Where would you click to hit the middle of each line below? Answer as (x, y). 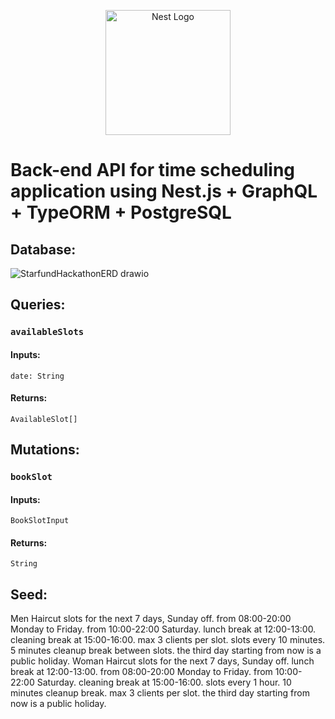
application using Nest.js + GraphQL (164, 191)
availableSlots (47, 332)
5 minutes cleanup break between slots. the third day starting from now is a (166, 651)
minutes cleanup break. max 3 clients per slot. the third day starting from (160, 693)
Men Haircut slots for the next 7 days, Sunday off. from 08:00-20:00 (151, 619)
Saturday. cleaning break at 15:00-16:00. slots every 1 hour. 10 (164, 682)
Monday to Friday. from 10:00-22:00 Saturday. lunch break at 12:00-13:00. (163, 629)
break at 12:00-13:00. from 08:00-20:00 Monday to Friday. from (141, 672)
